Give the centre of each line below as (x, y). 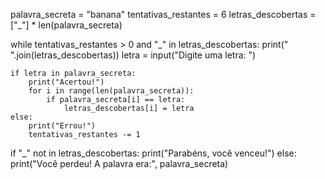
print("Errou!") (62, 126)
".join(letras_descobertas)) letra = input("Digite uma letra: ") (133, 55)
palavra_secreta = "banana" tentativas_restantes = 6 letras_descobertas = (163, 14)
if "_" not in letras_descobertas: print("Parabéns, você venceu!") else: (153, 153)
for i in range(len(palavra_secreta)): (111, 91)
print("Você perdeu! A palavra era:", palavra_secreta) (119, 163)
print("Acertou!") (66, 82)
